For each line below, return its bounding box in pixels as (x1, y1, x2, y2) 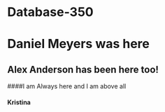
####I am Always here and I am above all (7, 82, 127, 90)
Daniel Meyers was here (7, 36, 150, 52)
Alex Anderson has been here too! (7, 63, 159, 75)
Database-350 (7, 4, 94, 20)
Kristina (7, 98, 31, 106)
